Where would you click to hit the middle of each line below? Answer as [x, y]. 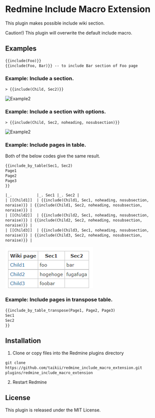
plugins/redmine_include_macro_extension [49, 373]
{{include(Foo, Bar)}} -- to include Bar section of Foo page [71, 66]
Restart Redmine [30, 382]
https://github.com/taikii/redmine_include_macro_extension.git [74, 368]
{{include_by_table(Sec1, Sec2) [39, 166]
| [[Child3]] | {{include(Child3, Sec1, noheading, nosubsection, [77, 230]
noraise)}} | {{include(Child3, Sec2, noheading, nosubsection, [74, 235]
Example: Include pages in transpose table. [59, 299]
